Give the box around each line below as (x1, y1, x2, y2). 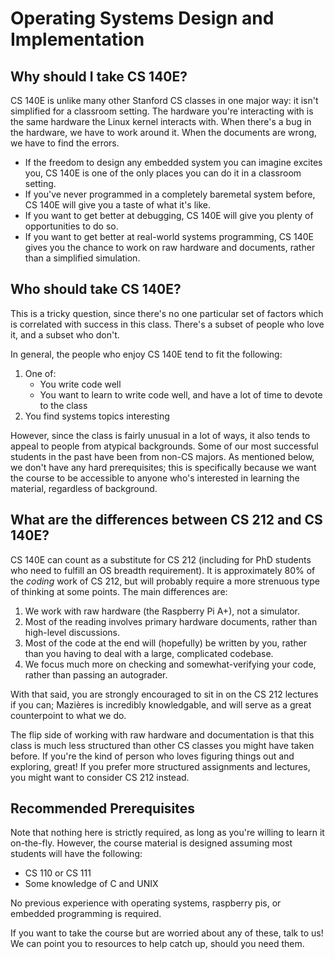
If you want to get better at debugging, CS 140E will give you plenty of (24, 210, 314, 221)
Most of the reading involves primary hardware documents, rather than (24, 615, 318, 627)
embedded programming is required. (10, 908, 162, 920)
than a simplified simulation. (24, 252, 141, 264)
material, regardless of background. (10, 482, 158, 494)
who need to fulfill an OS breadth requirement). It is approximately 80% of (10, 564, 316, 576)
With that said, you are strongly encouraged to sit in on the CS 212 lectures (10, 688, 319, 700)
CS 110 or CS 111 (24, 867, 92, 879)
